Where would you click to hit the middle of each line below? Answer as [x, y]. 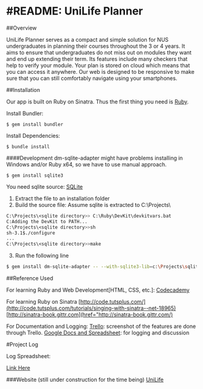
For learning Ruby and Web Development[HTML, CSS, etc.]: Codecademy [98, 290]
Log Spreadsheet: [28, 356]
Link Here [18, 368]
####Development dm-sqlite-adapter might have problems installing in [95, 158]
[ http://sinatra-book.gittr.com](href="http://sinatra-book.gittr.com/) [90, 315]
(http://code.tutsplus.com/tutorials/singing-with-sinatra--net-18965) [91, 308]
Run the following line [42, 256]
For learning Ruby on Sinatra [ [43, 302]
